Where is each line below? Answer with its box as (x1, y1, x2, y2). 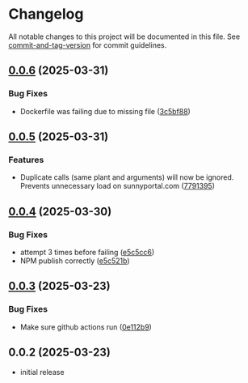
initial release (19, 367, 65, 377)
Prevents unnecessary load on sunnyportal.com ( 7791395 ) (19, 181, 216, 191)
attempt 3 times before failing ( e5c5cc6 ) (19, 248, 155, 257)
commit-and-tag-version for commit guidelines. (8, 40, 167, 49)
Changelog (8, 5, 84, 23)
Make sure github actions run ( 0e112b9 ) (19, 321, 152, 332)
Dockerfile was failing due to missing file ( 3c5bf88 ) (19, 106, 191, 116)
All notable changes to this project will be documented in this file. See (8, 32, 241, 41)
